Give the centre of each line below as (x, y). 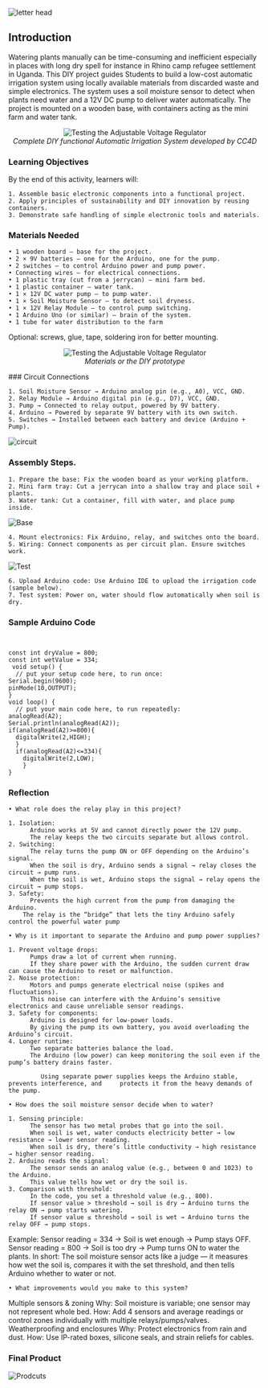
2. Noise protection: (45, 978)
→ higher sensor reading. (51, 1154)
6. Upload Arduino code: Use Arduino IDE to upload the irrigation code (132, 581)
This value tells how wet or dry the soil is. (109, 1182)
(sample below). (35, 588)
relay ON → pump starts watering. (66, 1210)
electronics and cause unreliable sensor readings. (96, 1006)
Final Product (35, 1358)
